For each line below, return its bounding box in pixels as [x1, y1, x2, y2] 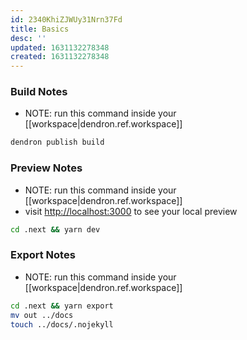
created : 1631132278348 [10, 52, 110, 62]
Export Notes [10, 248, 76, 262]
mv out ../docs [10, 310, 74, 320]
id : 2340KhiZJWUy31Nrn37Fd [10, 14, 123, 25]
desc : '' [10, 33, 47, 43]
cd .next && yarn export [10, 301, 114, 311]
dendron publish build [10, 137, 105, 148]
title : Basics [10, 24, 70, 34]
